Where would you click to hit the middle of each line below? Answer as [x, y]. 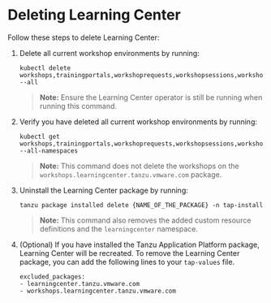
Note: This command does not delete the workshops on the [140, 166]
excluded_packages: [52, 277]
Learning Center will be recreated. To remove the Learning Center [129, 253]
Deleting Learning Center [95, 15]
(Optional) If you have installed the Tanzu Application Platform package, [140, 245]
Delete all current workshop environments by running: [109, 53]
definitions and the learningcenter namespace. [119, 228]
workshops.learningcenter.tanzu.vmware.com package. [131, 174]
